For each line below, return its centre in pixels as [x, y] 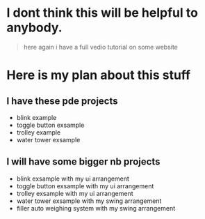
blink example [36, 117]
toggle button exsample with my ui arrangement [85, 186]
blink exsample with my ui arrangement [73, 179]
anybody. [35, 28]
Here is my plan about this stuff [99, 75]
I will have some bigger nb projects [83, 162]
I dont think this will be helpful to [102, 13]
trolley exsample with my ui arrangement [75, 193]
